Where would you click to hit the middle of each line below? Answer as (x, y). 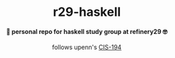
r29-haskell (87, 12)
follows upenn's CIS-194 (87, 47)
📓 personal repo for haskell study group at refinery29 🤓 (87, 31)
